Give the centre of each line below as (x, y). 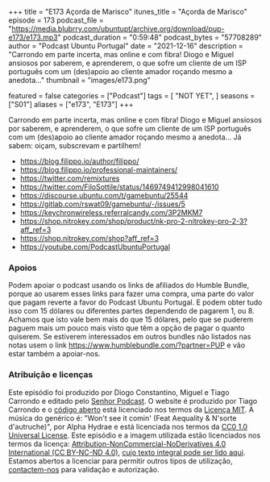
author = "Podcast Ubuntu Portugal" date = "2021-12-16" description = (126, 46)
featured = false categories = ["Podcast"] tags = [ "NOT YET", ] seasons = (132, 96)
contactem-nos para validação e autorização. (84, 469)
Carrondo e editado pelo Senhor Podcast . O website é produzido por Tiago (133, 401)
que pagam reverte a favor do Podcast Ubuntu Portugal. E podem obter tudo (135, 302)
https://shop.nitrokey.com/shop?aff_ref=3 (89, 238)
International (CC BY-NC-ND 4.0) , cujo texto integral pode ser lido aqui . (127, 452)
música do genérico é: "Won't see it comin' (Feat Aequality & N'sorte (123, 418)
